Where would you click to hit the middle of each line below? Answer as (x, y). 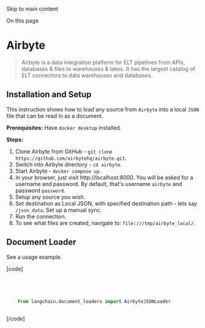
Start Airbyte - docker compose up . (58, 171)
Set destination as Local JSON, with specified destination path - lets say (106, 203)
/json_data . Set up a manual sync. (58, 210)
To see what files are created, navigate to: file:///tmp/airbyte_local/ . (105, 223)
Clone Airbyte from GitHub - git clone (64, 151)
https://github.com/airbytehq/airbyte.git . (71, 158)
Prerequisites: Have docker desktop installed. (64, 127)
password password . (40, 190)
